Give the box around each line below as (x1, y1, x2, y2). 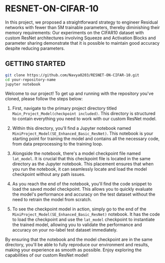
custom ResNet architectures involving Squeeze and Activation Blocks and (5, 35, 156, 41)
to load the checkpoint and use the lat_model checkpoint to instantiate (12, 217, 155, 223)
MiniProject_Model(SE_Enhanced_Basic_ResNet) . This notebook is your (12, 131, 154, 137)
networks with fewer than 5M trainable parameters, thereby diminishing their (5, 24, 160, 30)
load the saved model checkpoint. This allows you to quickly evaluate (12, 186, 153, 192)
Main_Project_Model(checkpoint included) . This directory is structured (12, 111, 156, 117)
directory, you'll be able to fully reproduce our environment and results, (5, 242, 149, 248)
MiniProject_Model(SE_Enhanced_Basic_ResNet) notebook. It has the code (12, 211, 160, 217)
